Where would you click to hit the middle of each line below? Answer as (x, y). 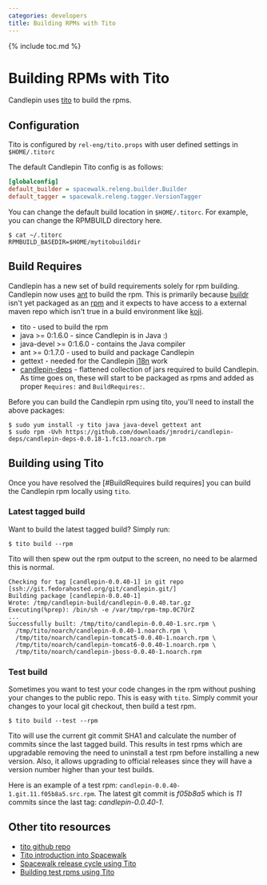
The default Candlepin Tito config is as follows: (86, 167)
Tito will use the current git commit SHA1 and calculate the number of (123, 736)
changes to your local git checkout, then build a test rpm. (102, 706)
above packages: (37, 410)
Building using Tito (56, 463)
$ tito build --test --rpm (53, 721)
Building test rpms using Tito (67, 871)
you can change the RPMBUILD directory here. (85, 220)
